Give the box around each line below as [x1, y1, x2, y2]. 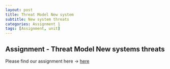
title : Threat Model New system [5, 12, 74, 17]
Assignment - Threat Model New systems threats [5, 45, 165, 53]
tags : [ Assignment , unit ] [5, 26, 60, 31]
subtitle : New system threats [5, 17, 70, 22]
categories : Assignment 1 [5, 21, 60, 27]
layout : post [5, 7, 33, 13]
